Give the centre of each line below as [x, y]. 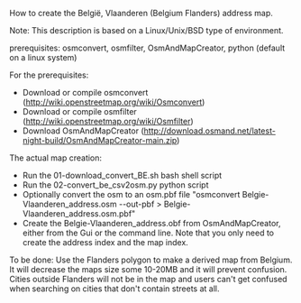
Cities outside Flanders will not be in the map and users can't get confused [148, 279]
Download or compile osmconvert [85, 92]
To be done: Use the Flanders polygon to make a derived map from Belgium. [151, 260]
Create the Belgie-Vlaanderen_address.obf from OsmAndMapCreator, [151, 223]
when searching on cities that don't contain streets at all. [114, 289]
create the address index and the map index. [105, 242]
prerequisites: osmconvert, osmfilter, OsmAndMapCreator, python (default [147, 48]
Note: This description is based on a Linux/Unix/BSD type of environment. [146, 30]
